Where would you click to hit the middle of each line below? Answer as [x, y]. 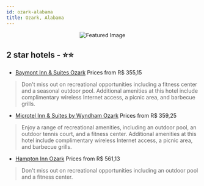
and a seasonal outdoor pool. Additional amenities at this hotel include [110, 91]
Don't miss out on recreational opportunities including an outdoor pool [110, 171]
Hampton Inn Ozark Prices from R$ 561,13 [67, 159]
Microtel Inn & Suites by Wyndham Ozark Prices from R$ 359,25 [96, 116]
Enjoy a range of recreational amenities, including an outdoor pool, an [109, 127]
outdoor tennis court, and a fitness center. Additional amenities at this [109, 134]
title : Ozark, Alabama [35, 18]
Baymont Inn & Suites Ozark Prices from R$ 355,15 [78, 73]
